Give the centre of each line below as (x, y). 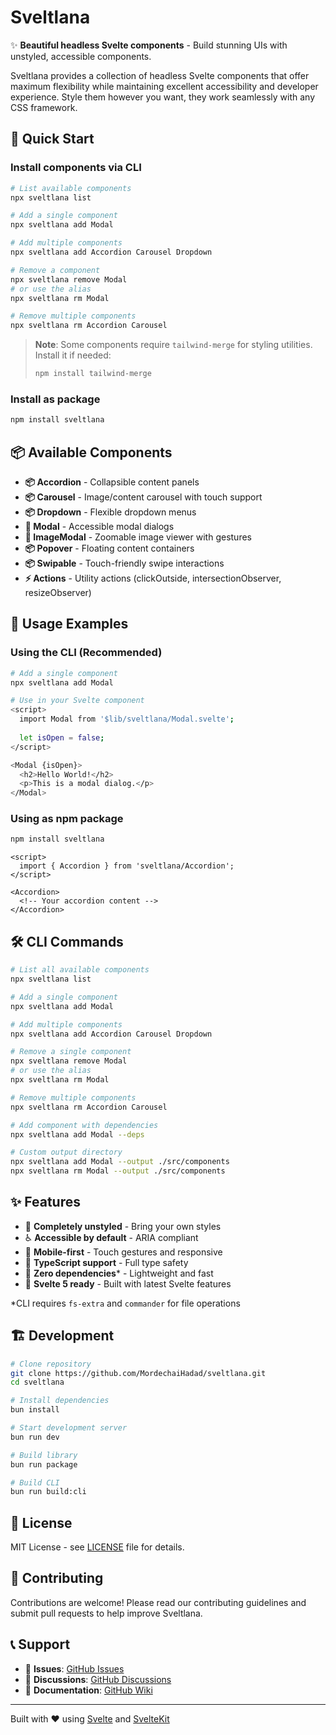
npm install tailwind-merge (93, 374)
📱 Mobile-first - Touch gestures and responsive (123, 1252)
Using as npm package (67, 819)
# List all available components (80, 970)
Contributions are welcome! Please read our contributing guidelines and (158, 1602)
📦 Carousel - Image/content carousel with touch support (143, 497)
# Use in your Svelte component (77, 701)
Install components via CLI (76, 168)
